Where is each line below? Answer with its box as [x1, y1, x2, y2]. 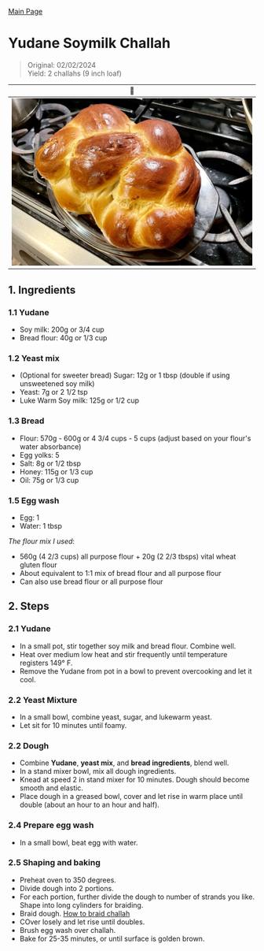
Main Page [8, 7, 43, 16]
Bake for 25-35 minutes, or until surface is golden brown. [19, 934, 205, 943]
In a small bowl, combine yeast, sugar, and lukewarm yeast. [19, 712, 212, 722]
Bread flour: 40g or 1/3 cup [19, 333, 108, 343]
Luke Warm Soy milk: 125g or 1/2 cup [19, 396, 140, 405]
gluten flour [19, 559, 57, 570]
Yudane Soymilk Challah [8, 35, 171, 52]
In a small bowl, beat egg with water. [19, 838, 138, 847]
